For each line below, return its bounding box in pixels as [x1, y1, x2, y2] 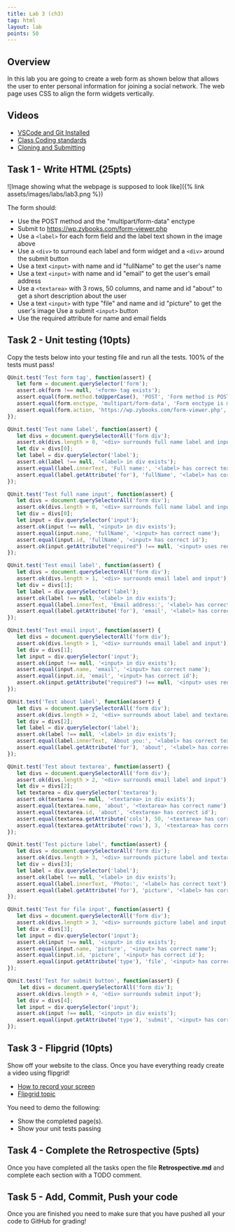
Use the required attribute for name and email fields [17, 314, 166, 322]
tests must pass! [7, 360, 55, 369]
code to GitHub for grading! [7, 1217, 87, 1226]
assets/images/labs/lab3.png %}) [7, 190, 104, 198]
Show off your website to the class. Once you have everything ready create [7, 1061, 225, 1069]
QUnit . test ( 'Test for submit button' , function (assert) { [7, 977, 180, 984]
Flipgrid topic [17, 1089, 56, 1098]
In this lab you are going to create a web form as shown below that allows [7, 74, 219, 83]
